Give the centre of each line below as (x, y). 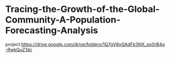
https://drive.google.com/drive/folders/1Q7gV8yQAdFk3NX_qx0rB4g (93, 44)
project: (13, 44)
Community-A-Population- (63, 20)
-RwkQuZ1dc (19, 49)
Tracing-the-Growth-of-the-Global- (82, 9)
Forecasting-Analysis (52, 30)
